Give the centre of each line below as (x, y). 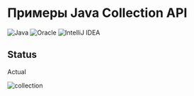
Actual (17, 71)
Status (22, 55)
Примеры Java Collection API (97, 13)
